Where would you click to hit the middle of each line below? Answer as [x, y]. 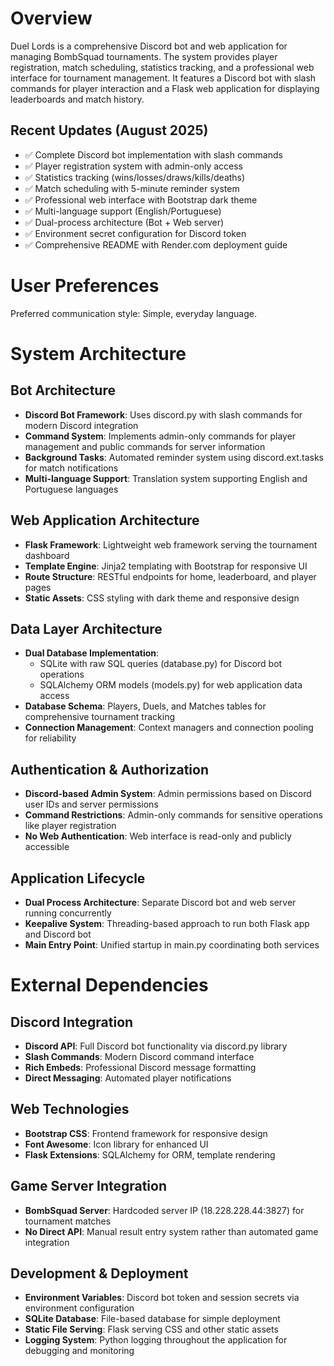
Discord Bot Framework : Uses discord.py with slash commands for [163, 414]
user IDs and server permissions [91, 804]
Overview [51, 18]
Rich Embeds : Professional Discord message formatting [140, 1067]
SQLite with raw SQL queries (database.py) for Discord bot [161, 664]
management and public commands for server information [145, 446]
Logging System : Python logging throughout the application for [156, 1340]
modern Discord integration [81, 425]
